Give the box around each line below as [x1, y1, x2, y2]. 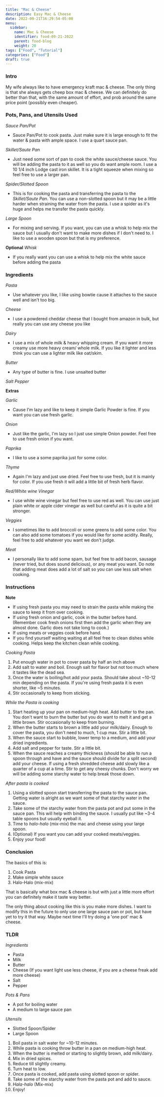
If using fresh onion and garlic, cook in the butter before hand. [12, 614, 138, 620]
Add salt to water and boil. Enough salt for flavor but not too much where [12, 665, 159, 670]
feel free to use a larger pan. [12, 171, 70, 178]
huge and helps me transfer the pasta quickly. [12, 206, 105, 212]
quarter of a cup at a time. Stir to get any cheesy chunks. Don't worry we [12, 766, 159, 772]
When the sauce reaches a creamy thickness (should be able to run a [12, 750, 152, 756]
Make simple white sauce [12, 874, 64, 880]
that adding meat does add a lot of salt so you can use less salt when [12, 566, 152, 572]
